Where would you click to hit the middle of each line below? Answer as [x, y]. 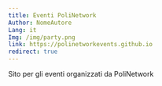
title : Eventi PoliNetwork [52, 15]
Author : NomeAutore [40, 23]
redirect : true [33, 52]
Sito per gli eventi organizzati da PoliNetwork [81, 74]
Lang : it [22, 30]
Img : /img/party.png [42, 37]
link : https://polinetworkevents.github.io [81, 45]
